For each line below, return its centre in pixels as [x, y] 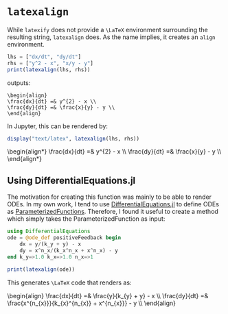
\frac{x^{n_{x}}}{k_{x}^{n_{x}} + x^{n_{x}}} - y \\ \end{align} [92, 303]
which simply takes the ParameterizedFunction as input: [86, 219]
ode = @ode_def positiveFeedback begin [64, 238]
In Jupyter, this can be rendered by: [58, 126]
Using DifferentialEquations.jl [71, 180]
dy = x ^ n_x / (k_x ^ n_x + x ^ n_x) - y [69, 250]
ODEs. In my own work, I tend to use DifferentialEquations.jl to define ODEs [113, 204]
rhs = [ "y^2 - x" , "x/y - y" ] [50, 63]
